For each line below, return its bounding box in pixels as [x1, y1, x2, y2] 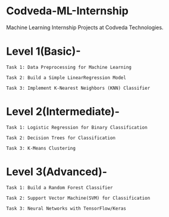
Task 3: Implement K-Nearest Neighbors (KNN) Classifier [6, 85, 151, 91]
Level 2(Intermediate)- [6, 105, 120, 118]
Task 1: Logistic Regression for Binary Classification [6, 124, 148, 130]
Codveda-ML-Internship [6, 4, 129, 18]
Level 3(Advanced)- [6, 165, 108, 178]
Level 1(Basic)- [6, 45, 81, 58]
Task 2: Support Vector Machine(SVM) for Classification [6, 195, 151, 201]
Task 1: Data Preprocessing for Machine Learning [6, 64, 132, 70]
